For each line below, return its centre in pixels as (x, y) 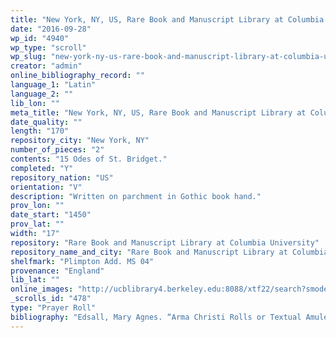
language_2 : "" (42, 94)
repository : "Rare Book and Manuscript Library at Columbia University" (165, 242)
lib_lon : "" (35, 103)
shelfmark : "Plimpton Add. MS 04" (82, 261)
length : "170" (40, 131)
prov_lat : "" (37, 224)
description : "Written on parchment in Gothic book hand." (136, 196)
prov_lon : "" (37, 206)
